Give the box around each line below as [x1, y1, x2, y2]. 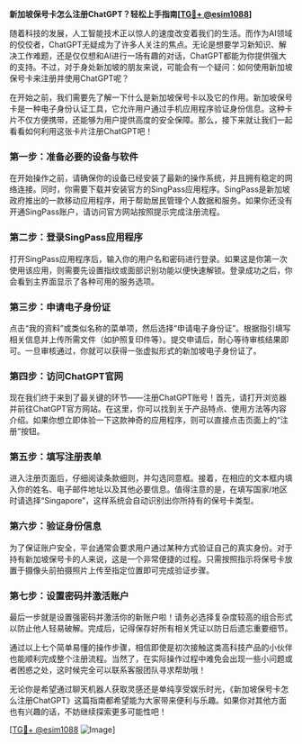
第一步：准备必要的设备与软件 [9, 150, 139, 163]
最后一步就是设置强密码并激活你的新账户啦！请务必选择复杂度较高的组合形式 [9, 612, 293, 622]
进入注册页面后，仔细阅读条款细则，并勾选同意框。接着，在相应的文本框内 [9, 473, 285, 484]
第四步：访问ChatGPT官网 [9, 369, 124, 382]
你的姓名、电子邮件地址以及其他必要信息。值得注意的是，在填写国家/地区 [16, 484, 289, 494]
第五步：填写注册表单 [9, 450, 102, 463]
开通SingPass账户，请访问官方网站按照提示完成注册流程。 [9, 206, 225, 217]
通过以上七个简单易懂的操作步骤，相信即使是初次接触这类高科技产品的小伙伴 [9, 642, 293, 653]
